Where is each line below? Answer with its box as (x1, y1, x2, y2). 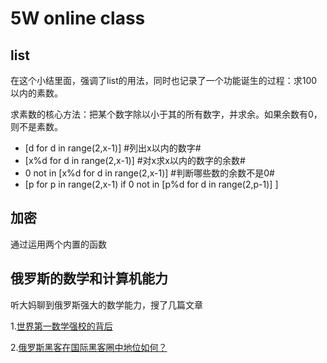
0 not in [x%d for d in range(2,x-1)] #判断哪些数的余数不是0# (24, 167, 275, 179)
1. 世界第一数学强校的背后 (10, 320, 113, 332)
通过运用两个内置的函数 (10, 238, 107, 250)
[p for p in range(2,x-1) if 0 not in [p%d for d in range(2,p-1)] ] (24, 178, 279, 190)
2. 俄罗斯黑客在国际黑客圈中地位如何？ (10, 341, 168, 353)
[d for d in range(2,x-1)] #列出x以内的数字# (24, 142, 202, 154)
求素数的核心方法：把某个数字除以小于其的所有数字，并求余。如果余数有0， (10, 108, 323, 120)
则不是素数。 (10, 121, 63, 132)
